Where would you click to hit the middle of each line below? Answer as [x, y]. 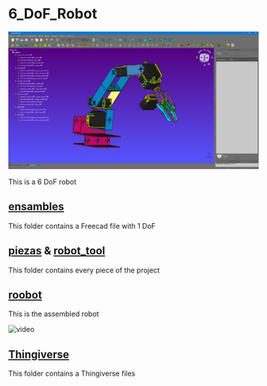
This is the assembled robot [54, 314]
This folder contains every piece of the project [84, 270]
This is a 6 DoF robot [43, 182]
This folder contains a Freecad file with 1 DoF [82, 226]
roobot [25, 295]
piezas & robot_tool [57, 251]
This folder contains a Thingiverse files [72, 373]
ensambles [36, 207]
